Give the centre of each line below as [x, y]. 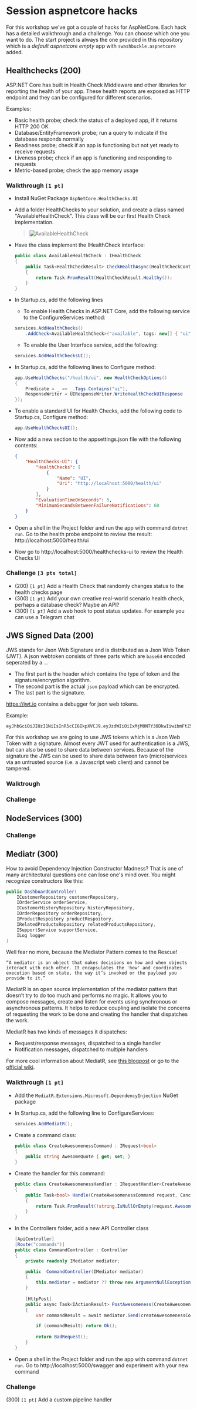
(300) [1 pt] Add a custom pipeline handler [59, 1400]
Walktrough [23, 783]
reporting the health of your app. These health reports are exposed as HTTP [98, 91]
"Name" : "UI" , [74, 478]
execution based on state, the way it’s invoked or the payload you [91, 973]
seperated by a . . [27, 662]
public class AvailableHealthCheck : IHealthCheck [78, 256]
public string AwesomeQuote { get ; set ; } [78, 1157]
